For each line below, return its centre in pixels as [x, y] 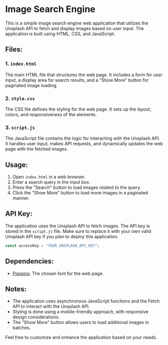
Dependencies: [30, 261]
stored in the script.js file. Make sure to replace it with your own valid [78, 231]
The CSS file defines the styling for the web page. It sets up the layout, [78, 109]
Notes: [16, 289]
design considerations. [36, 317]
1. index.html [21, 64]
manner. [21, 198]
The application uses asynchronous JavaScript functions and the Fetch [86, 301]
